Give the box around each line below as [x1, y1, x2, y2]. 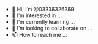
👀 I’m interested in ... [11, 12, 62, 19]
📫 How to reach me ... [11, 32, 67, 38]
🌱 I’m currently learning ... [11, 18, 75, 25]
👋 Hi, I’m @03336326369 [11, 6, 74, 12]
